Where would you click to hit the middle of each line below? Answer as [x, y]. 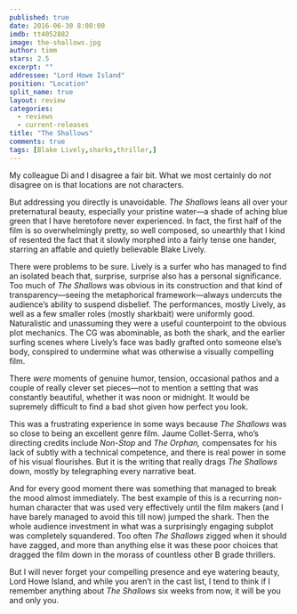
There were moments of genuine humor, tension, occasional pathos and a [144, 378]
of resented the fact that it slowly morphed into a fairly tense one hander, [143, 239]
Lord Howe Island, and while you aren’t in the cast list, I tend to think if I [140, 581]
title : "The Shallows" [51, 133]
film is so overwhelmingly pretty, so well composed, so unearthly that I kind [147, 230]
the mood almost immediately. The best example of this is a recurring [136, 497]
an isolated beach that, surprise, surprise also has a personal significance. [145, 276]
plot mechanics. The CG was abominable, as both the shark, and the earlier [147, 332]
